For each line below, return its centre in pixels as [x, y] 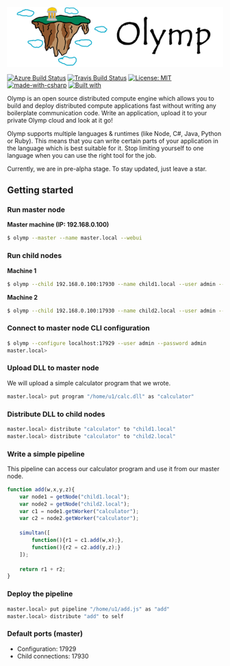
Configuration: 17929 [47, 649]
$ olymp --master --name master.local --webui [75, 238]
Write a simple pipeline [46, 454]
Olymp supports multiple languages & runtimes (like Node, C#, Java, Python [114, 133]
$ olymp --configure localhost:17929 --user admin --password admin [107, 343]
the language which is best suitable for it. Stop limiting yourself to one [105, 148]
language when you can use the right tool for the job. [82, 155]
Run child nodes [35, 256]
